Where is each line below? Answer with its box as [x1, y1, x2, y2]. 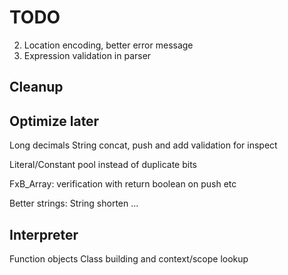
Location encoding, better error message [23, 39, 194, 51]
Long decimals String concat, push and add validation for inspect [9, 139, 278, 151]
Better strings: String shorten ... [9, 197, 139, 210]
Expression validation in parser [23, 49, 152, 61]
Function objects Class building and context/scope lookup [9, 252, 249, 265]
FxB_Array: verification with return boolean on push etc [9, 178, 237, 190]
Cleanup [9, 79, 64, 96]
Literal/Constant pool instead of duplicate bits [9, 159, 197, 171]
